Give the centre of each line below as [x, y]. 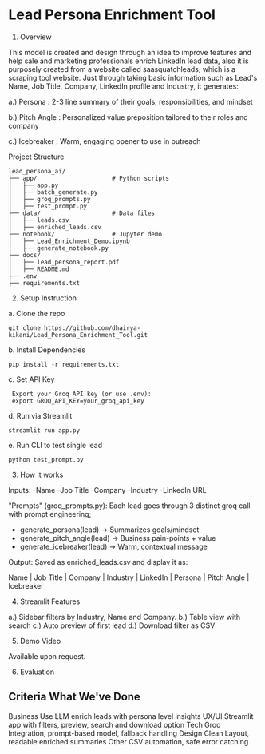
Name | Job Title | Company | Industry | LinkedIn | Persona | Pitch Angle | [129, 577]
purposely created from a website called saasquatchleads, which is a [122, 69]
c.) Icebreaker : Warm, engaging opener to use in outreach [105, 141]
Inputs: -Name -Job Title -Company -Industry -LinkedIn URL [107, 490]
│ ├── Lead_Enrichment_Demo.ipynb [69, 241]
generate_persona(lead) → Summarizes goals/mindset [109, 530]
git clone [25, 328]
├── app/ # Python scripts [89, 178]
